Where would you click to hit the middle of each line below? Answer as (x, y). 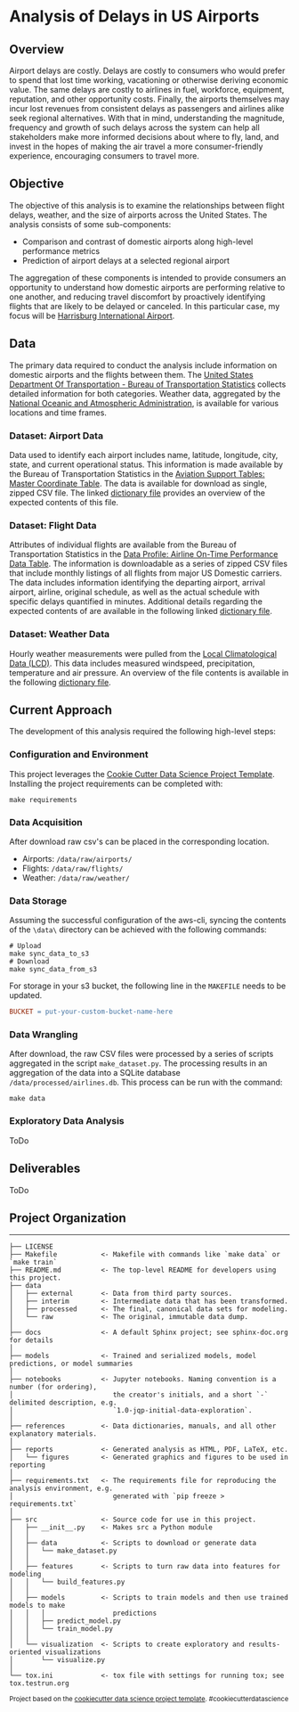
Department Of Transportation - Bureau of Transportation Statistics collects (148, 384)
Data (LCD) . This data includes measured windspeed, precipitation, (132, 663)
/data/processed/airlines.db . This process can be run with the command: (146, 1082)
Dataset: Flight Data (53, 525)
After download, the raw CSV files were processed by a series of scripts (141, 1054)
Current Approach (61, 710)
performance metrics (61, 250)
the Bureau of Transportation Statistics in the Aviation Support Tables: (137, 473)
